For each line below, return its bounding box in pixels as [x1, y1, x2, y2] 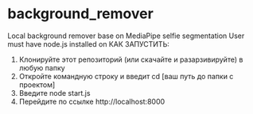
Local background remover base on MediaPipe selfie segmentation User [7, 31, 245, 40]
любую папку [18, 63, 65, 72]
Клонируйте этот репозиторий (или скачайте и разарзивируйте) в [18, 55, 243, 64]
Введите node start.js [18, 88, 91, 97]
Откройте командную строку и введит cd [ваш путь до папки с [18, 71, 234, 81]
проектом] [18, 80, 56, 89]
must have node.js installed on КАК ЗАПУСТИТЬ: [7, 39, 170, 48]
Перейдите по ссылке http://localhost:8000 [18, 97, 165, 106]
